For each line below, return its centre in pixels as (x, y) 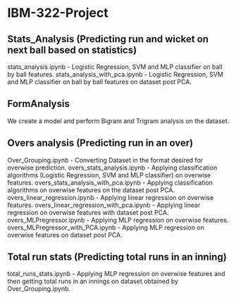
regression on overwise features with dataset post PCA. (88, 212)
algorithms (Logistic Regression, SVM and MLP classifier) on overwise (109, 175)
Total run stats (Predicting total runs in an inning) (117, 257)
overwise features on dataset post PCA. (65, 235)
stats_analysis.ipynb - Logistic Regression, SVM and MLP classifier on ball (115, 67)
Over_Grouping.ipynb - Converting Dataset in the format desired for (105, 160)
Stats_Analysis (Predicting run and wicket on (108, 39)
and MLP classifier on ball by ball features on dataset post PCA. (100, 82)
